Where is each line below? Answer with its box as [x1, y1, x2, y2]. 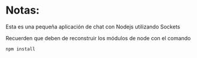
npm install [5, 46, 35, 52]
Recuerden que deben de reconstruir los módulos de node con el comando [5, 34, 191, 41]
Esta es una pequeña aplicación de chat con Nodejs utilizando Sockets [5, 23, 180, 30]
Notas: [5, 4, 40, 17]
